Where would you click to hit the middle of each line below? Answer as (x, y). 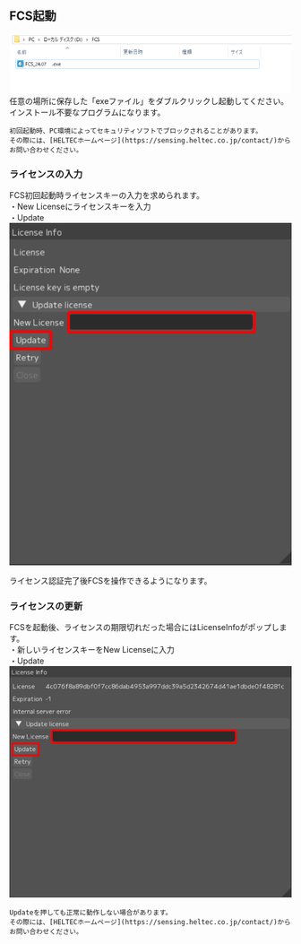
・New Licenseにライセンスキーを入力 (80, 207)
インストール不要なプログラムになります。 (87, 112)
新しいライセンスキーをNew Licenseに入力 (95, 650)
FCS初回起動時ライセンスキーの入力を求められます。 (107, 195)
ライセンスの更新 (46, 606)
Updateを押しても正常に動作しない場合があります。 (91, 913)
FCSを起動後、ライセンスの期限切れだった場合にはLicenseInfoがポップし (144, 628)
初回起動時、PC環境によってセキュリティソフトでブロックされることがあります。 (136, 131)
